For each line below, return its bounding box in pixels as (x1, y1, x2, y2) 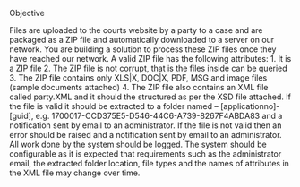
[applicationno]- (220, 101, 280, 111)
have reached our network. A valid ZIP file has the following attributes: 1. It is (9, 54, 292, 64)
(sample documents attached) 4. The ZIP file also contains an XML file (9, 82, 269, 92)
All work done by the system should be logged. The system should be (9, 139, 267, 149)
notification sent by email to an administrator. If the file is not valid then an (9, 120, 282, 131)
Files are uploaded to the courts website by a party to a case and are (9, 25, 263, 35)
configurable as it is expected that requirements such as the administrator (9, 149, 282, 159)
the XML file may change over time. (9, 167, 141, 178)
